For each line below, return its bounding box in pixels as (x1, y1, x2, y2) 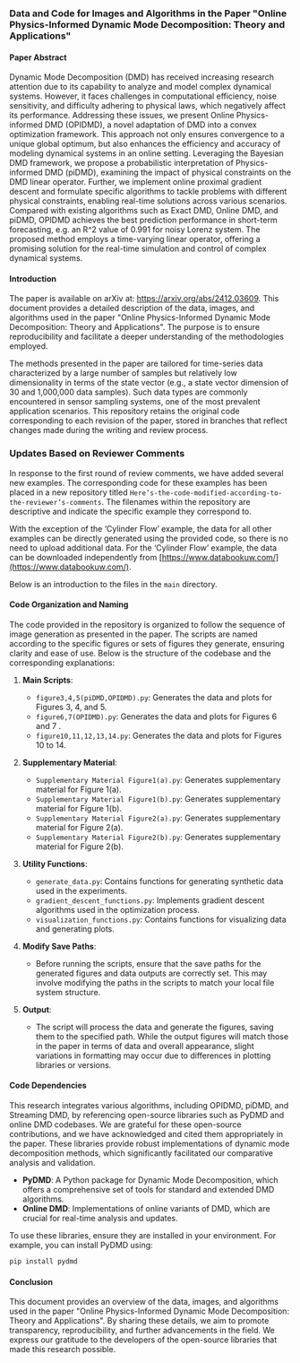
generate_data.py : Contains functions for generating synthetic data (35, 875, 284, 886)
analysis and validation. (9, 1158, 96, 1168)
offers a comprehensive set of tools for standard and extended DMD (21, 1185, 275, 1195)
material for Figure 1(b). (35, 803, 123, 813)
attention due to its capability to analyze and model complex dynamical (9, 82, 271, 92)
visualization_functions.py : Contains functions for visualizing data (35, 914, 287, 925)
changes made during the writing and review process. (9, 425, 209, 436)
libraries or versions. (35, 1059, 112, 1070)
